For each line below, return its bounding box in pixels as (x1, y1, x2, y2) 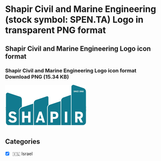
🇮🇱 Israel (12, 151, 33, 157)
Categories (5, 138, 41, 146)
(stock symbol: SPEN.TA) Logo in (5, 14, 144, 25)
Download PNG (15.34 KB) (5, 73, 69, 80)
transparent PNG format (5, 25, 107, 36)
